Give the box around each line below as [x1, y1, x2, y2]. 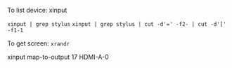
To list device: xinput [7, 6, 67, 14]
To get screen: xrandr [7, 39, 70, 48]
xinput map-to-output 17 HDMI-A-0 [7, 53, 109, 61]
